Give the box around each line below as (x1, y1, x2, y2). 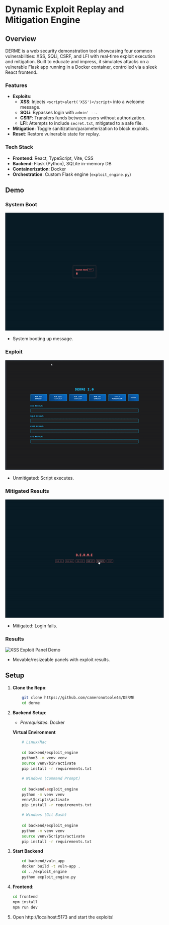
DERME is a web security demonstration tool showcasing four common (5, 48, 152, 54)
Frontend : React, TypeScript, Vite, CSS (12, 155, 94, 161)
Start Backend (12, 848, 44, 854)
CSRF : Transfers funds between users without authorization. (20, 115, 146, 121)
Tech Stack (5, 144, 34, 151)
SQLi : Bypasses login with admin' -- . (20, 110, 97, 116)
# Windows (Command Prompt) (22, 776, 80, 781)
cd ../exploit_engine (22, 869, 67, 874)
